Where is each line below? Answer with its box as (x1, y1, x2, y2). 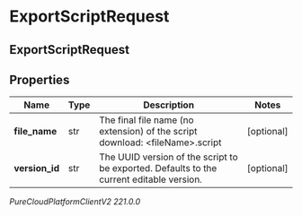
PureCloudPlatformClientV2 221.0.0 (9, 196, 141, 207)
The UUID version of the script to (98, 151, 238, 163)
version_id (13, 162, 60, 175)
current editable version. (98, 173, 202, 186)
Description (143, 99, 195, 111)
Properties (9, 72, 70, 87)
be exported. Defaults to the (98, 162, 218, 175)
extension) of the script (98, 125, 198, 138)
